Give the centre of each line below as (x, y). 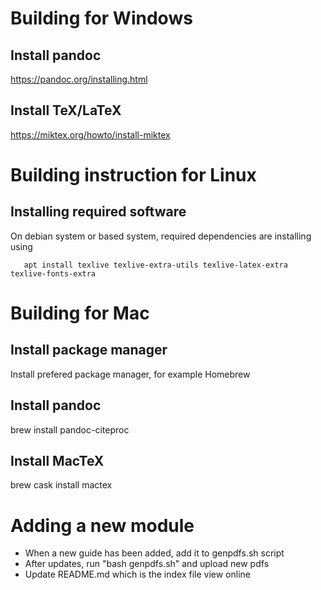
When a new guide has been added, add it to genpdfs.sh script (154, 553)
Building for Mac (80, 313)
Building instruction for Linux (133, 175)
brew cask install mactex (61, 485)
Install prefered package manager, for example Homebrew (130, 374)
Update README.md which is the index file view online (138, 574)
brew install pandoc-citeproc (70, 429)
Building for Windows (101, 18)
